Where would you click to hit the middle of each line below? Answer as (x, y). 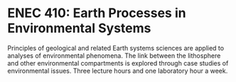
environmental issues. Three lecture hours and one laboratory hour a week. (118, 71)
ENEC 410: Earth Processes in (97, 13)
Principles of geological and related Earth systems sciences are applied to (116, 48)
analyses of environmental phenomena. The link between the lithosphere (114, 56)
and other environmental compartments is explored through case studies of (118, 63)
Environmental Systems (79, 28)
